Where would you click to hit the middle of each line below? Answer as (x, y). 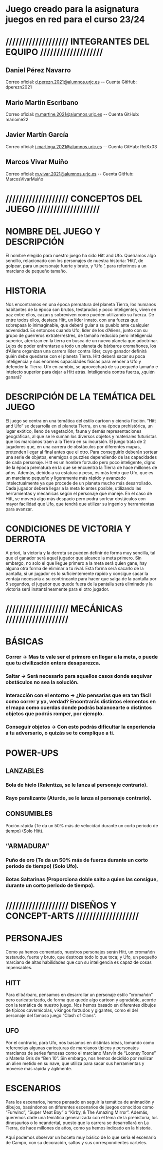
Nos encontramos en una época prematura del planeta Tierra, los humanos (81, 304)
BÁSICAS (24, 641)
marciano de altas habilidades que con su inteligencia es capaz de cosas (79, 962)
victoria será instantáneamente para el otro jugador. (57, 589)
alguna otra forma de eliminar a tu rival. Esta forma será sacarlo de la (75, 568)
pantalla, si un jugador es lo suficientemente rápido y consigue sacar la (77, 574)
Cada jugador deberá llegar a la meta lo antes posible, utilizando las (73, 488)
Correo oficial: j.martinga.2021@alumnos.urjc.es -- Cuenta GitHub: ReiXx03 (81, 146)
